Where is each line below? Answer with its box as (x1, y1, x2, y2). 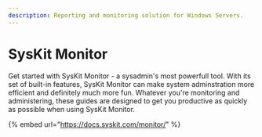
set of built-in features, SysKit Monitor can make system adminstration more (8, 79, 255, 88)
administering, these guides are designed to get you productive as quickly (8, 96, 248, 106)
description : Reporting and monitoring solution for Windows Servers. (8, 11, 244, 20)
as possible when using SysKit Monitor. (8, 104, 136, 114)
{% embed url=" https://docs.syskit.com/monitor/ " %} (8, 119, 181, 129)
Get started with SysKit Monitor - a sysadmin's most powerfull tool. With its (8, 71, 251, 81)
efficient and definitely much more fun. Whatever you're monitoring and (8, 88, 240, 97)
